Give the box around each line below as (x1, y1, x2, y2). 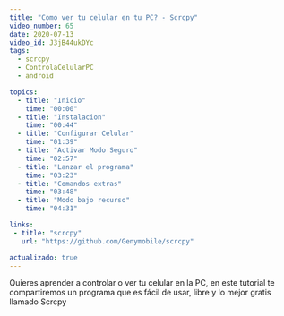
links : (9, 220, 34, 229)
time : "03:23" (25, 171, 78, 180)
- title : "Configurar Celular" (17, 129, 134, 139)
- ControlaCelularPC (17, 64, 94, 73)
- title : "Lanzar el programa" (17, 162, 134, 171)
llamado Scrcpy (9, 296, 67, 307)
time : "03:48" (25, 187, 78, 197)
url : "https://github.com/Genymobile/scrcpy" (21, 236, 194, 246)
